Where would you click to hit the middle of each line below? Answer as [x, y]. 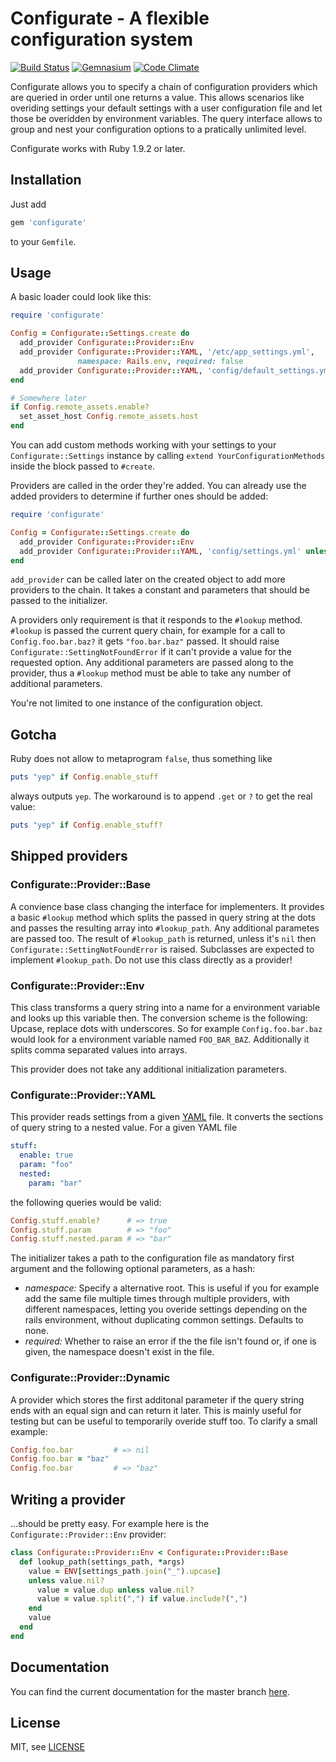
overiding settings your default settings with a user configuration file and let [166, 108]
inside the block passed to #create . [83, 466]
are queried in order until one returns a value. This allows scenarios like [157, 97]
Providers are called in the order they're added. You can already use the [158, 486]
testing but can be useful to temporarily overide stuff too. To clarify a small [164, 1421]
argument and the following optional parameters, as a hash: [133, 1269]
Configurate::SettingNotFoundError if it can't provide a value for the [151, 652]
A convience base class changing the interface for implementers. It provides [167, 906]
